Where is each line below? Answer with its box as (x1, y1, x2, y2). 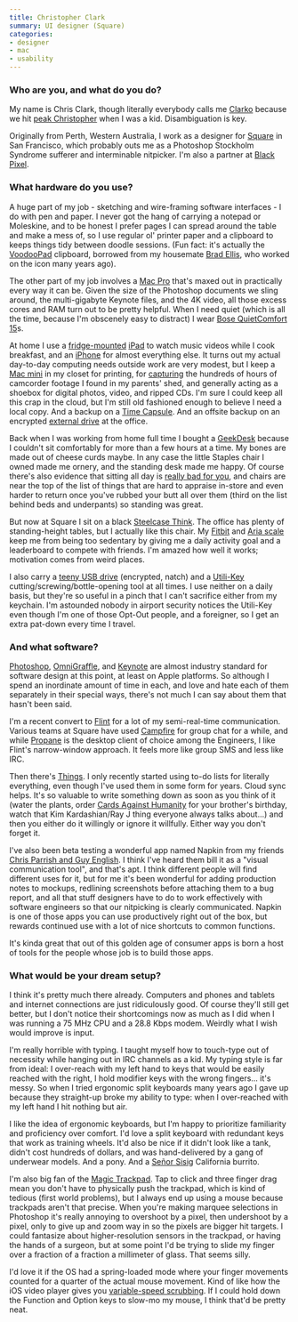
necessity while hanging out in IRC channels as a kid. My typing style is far (9, 1054, 283, 1065)
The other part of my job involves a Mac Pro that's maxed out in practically (9, 275, 283, 286)
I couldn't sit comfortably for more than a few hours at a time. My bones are (9, 442, 286, 453)
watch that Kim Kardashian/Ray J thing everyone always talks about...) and (9, 809, 284, 819)
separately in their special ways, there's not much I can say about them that (9, 689, 286, 699)
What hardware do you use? (9, 181, 133, 194)
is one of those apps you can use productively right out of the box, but (9, 911, 268, 922)
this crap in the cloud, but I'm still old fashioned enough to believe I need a (9, 397, 282, 407)
